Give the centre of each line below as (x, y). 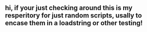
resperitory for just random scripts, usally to (73, 16)
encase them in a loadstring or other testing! (74, 23)
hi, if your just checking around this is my (69, 8)
